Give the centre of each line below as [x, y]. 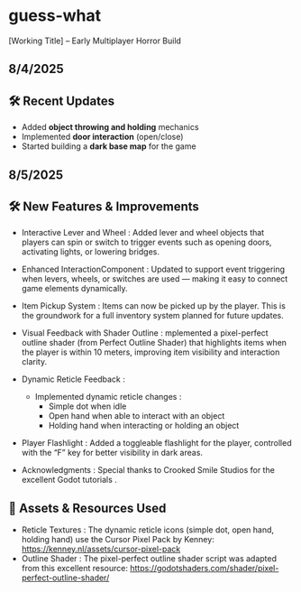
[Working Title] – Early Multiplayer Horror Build [95, 41]
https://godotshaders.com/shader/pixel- [204, 569]
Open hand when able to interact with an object [137, 416]
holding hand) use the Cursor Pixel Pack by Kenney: [118, 540]
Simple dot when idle [87, 406]
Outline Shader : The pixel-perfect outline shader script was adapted [149, 559]
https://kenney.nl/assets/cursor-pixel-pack [101, 549]
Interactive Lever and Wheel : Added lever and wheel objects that [143, 233]
